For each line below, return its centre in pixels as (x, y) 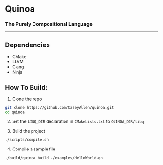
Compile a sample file (34, 149)
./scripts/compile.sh (27, 140)
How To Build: (26, 87)
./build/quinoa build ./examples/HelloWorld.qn (54, 158)
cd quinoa (15, 112)
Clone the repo (27, 99)
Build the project (28, 131)
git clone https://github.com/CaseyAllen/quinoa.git (59, 108)
